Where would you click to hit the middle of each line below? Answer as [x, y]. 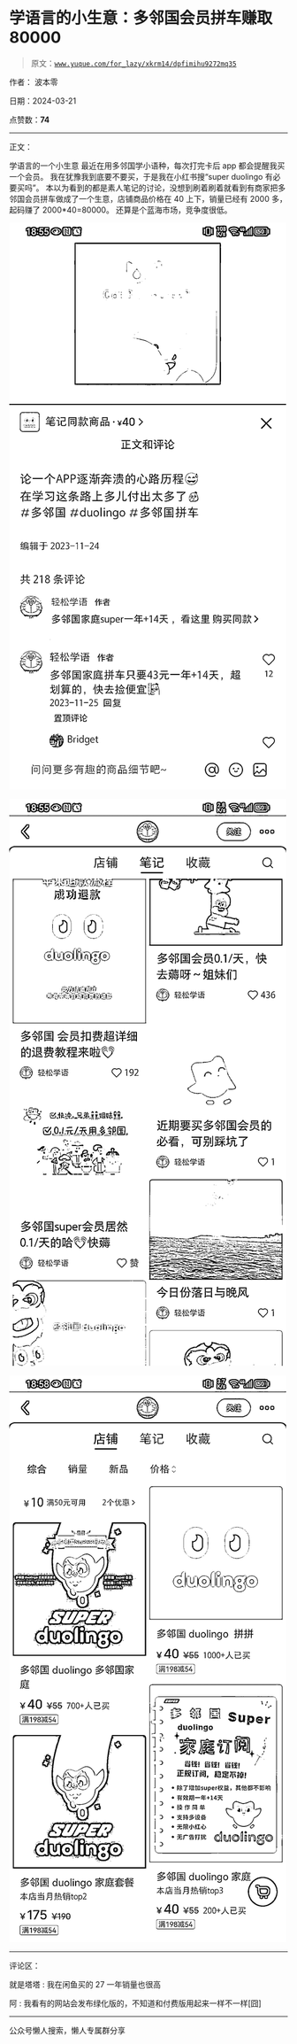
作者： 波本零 [34, 81]
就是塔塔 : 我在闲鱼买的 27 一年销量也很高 [85, 1984]
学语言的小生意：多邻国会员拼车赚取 [141, 18]
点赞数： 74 [30, 120]
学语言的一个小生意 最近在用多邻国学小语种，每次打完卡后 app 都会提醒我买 [147, 166]
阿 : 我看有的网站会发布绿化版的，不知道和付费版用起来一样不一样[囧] [136, 2003]
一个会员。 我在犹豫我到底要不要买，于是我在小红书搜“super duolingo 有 [141, 176]
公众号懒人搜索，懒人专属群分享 [67, 2030]
